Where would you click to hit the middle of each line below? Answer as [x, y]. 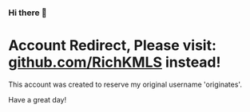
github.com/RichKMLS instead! [115, 62]
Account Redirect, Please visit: [113, 46]
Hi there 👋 [28, 13]
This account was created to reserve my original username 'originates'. [125, 84]
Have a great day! [37, 99]
